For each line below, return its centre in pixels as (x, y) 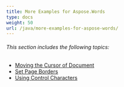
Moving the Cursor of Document (54, 65)
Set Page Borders (36, 72)
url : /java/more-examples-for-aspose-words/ (62, 28)
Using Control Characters (46, 78)
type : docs (20, 17)
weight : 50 (20, 22)
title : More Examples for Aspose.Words (56, 12)
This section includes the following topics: (58, 47)
